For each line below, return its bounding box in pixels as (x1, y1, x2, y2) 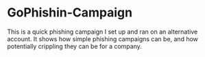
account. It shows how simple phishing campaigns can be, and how (7, 34, 199, 43)
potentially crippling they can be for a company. (7, 42, 143, 50)
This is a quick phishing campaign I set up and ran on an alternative (7, 27, 198, 36)
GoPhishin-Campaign (7, 5, 132, 21)
